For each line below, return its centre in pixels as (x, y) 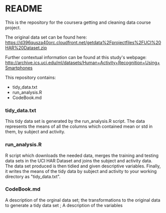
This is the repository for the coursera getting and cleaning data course (78, 22)
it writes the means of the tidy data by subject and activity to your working (81, 171)
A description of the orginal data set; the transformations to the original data (83, 200)
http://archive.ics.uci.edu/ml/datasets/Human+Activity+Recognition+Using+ (83, 62)
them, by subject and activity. (35, 132)
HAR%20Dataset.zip (26, 48)
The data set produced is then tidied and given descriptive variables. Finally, (83, 166)
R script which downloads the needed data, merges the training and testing (82, 155)
